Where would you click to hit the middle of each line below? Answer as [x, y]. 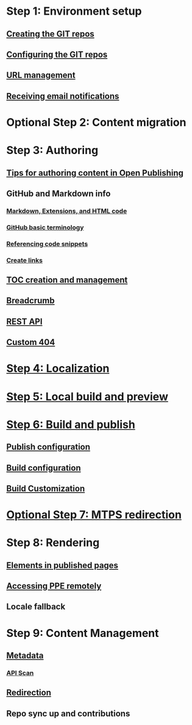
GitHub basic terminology [45, 227]
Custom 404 [31, 343]
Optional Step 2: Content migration [96, 122]
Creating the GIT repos [50, 34]
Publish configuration [48, 447]
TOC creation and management [67, 280]
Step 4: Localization [58, 369]
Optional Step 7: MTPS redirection [94, 515]
